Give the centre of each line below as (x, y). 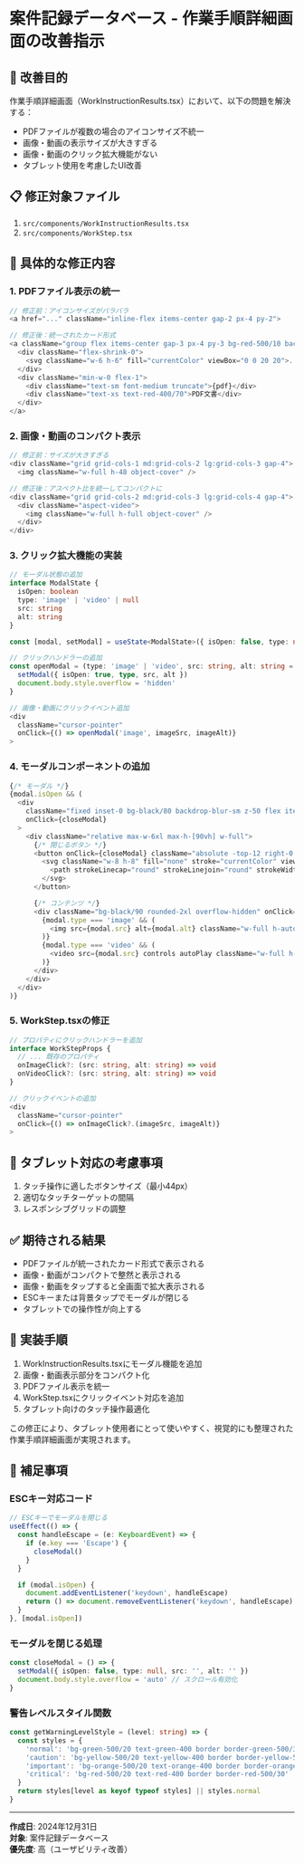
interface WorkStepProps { (60, 1048)
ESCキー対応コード (51, 1499)
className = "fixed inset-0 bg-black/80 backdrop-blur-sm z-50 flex (153, 811)
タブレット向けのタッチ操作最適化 (86, 1409)
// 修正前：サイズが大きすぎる (59, 455)
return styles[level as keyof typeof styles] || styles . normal (139, 1791)
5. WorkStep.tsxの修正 (60, 1021)
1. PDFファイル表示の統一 (65, 291)
